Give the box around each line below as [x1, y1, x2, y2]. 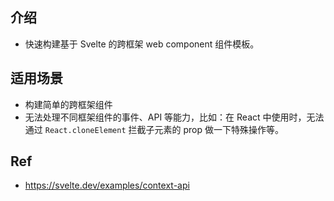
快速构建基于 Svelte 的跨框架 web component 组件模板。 [24, 38, 260, 50]
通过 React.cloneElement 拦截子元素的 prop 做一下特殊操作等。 [24, 123, 284, 135]
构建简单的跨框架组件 [24, 98, 113, 110]
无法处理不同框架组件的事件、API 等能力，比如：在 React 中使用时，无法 [24, 111, 325, 123]
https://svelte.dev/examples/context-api [24, 179, 190, 192]
